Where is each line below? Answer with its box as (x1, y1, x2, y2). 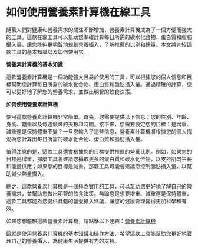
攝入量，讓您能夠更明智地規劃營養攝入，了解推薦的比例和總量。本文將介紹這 (6, 41, 192, 48)
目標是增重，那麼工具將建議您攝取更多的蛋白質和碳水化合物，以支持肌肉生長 (6, 155, 192, 163)
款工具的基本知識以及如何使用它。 (6, 48, 89, 55)
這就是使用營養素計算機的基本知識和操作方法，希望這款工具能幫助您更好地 (6, 230, 187, 237)
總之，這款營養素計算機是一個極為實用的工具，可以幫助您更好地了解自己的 (6, 183, 187, 190)
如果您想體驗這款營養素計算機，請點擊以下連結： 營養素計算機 (6, 217, 156, 225)
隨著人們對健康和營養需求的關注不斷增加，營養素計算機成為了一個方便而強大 (6, 26, 192, 33)
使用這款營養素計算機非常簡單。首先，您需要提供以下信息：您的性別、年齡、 (6, 113, 192, 120)
